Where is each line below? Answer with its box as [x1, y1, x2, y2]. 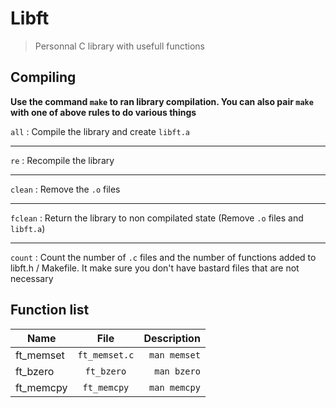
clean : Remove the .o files [10, 183, 121, 195]
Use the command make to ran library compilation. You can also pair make [10, 95, 314, 107]
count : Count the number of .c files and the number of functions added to [10, 251, 317, 263]
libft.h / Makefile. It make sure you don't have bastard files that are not [10, 262, 300, 274]
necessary [10, 272, 54, 284]
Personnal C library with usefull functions [34, 40, 205, 52]
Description [143, 331, 201, 345]
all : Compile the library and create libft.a [10, 125, 190, 137]
